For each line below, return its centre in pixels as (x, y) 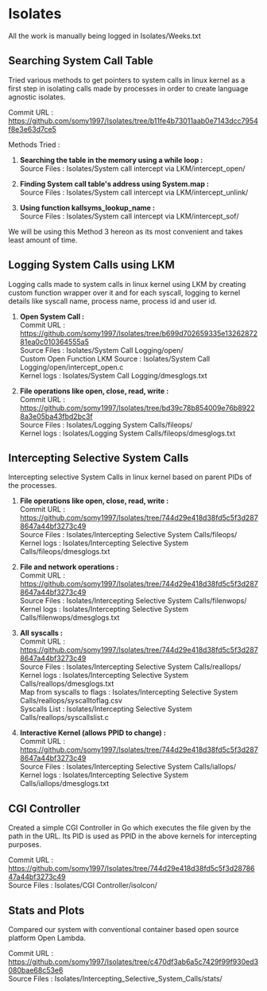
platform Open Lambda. (47, 938)
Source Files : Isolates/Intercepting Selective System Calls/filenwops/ (133, 601)
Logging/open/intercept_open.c (72, 367)
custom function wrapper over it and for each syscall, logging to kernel (124, 292)
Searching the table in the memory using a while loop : (111, 160)
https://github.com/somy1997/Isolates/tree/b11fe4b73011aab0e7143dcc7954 (133, 121)
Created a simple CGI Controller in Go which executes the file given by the (130, 828)
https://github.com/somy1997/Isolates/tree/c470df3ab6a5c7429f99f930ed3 (133, 962)
